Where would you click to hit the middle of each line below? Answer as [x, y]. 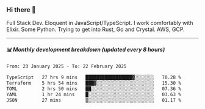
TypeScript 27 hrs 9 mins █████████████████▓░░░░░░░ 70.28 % [94, 78]
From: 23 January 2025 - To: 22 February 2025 [67, 66]
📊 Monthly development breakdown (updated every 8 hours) [86, 49]
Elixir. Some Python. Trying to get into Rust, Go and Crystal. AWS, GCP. [95, 29]
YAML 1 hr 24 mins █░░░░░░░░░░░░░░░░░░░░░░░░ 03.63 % [94, 94]
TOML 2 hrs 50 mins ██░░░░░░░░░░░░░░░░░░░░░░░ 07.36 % [94, 89]
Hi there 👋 [21, 10]
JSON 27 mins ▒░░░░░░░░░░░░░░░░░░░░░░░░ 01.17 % [94, 100]
